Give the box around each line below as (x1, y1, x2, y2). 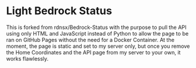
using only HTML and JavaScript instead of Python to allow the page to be (6, 30, 189, 37)
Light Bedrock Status (6, 4, 112, 18)
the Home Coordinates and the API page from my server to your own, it (6, 48, 181, 56)
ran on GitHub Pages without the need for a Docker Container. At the (6, 36, 175, 43)
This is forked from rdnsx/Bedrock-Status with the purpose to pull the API (6, 24, 186, 31)
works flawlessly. (6, 55, 49, 62)
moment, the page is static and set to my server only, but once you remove (6, 43, 191, 50)
